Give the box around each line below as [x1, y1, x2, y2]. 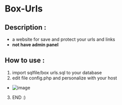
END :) [12, 94, 26, 100]
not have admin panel [12, 42, 59, 48]
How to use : [5, 56, 45, 65]
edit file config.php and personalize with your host [12, 75, 117, 81]
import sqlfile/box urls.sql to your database [12, 69, 102, 75]
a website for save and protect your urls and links [12, 36, 115, 42]
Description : [5, 23, 47, 32]
